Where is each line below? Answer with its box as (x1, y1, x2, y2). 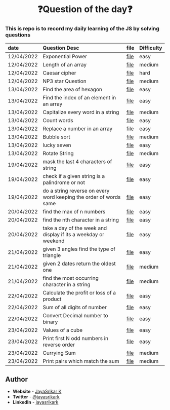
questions (5, 31, 31, 39)
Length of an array (42, 61, 87, 68)
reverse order (42, 341, 75, 348)
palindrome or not (42, 179, 85, 186)
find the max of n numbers (42, 208, 106, 215)
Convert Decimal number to (42, 312, 108, 319)
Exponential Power (42, 53, 88, 60)
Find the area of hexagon (42, 86, 103, 93)
